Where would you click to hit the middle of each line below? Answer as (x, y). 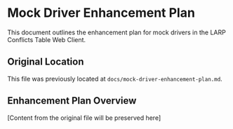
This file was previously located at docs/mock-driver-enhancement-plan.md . (115, 79)
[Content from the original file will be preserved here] (84, 118)
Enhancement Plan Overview (72, 101)
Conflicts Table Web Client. (47, 39)
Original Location (46, 62)
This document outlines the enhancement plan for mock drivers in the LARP (116, 32)
